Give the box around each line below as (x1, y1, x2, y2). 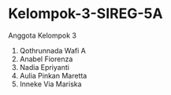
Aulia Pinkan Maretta (19, 71, 87, 80)
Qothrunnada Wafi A (19, 46, 87, 55)
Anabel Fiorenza (19, 54, 73, 64)
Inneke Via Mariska (19, 79, 82, 89)
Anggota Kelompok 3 (8, 31, 77, 40)
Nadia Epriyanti (19, 62, 69, 71)
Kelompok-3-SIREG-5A (8, 5, 163, 23)
